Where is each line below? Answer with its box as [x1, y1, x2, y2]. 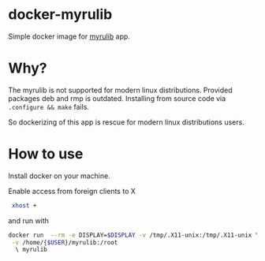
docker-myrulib [8, 6, 113, 24]
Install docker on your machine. [8, 171, 110, 181]
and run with [8, 215, 50, 226]
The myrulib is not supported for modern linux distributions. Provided [8, 85, 233, 95]
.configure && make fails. [8, 102, 89, 111]
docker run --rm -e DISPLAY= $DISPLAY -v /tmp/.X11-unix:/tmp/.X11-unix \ [8, 231, 259, 239]
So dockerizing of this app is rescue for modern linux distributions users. [8, 117, 244, 127]
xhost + [11, 201, 37, 210]
